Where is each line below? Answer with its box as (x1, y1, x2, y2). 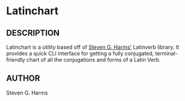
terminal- (155, 50, 178, 57)
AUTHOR (6, 73, 41, 84)
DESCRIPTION (6, 28, 60, 38)
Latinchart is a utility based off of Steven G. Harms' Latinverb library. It (6, 43, 180, 50)
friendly (6, 56, 26, 63)
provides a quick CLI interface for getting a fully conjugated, (6, 50, 154, 57)
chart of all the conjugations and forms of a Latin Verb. (26, 56, 161, 63)
